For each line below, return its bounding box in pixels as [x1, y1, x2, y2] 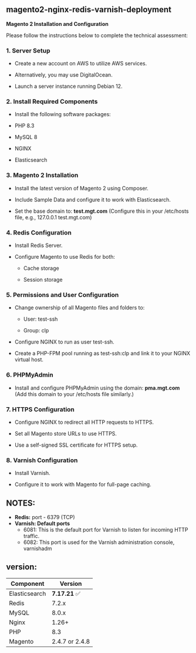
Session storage [23, 276, 63, 283]
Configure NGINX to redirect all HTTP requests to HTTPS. [14, 418, 154, 426]
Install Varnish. [14, 470, 51, 477]
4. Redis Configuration [6, 228, 72, 236]
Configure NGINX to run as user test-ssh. [14, 338, 114, 345]
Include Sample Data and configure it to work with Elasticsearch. [14, 196, 171, 203]
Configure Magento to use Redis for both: [14, 253, 116, 260]
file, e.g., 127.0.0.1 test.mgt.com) [14, 213, 92, 220]
